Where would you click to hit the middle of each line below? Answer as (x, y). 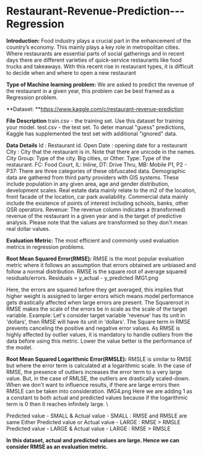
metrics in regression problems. (46, 247)
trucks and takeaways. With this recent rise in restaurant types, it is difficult (100, 66)
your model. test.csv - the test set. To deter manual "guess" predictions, (96, 127)
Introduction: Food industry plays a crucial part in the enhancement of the (99, 40)
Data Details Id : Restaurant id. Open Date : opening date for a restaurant (97, 145)
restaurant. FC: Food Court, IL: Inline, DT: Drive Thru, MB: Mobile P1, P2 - (96, 164)
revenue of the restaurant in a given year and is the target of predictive (94, 216)
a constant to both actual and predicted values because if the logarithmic (97, 398)
